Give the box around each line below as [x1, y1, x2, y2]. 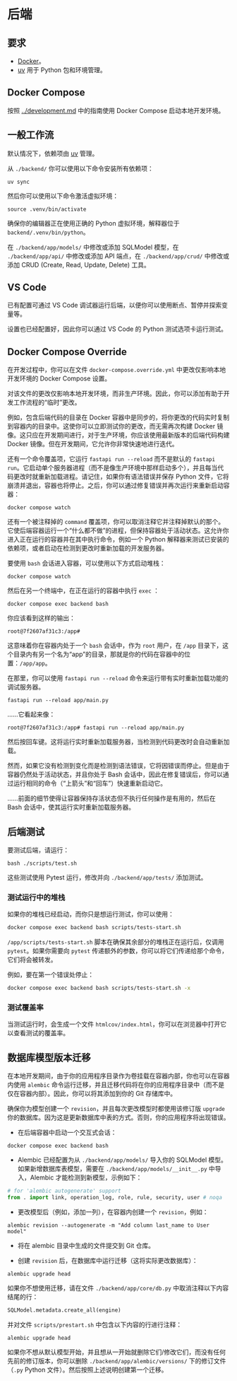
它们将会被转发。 [7, 955, 57, 964]
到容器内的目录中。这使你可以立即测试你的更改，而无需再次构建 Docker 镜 [7, 422, 224, 431]
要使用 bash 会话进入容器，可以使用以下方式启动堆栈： [7, 559, 166, 568]
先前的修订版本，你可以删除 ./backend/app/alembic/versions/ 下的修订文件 [7, 1356, 226, 1365]
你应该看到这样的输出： [7, 614, 75, 622]
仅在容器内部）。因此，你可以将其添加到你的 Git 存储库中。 [7, 1090, 177, 1098]
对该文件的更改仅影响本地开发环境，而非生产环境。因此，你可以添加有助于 [7, 390, 224, 398]
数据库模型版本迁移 [7, 1051, 91, 1064]
